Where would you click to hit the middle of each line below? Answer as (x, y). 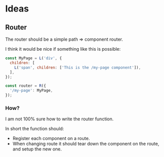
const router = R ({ (26, 86)
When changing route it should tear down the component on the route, (86, 144)
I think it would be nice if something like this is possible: (63, 49)
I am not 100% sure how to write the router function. (60, 119)
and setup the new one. (37, 149)
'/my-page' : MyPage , (31, 91)
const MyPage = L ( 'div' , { (34, 58)
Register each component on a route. (51, 138)
